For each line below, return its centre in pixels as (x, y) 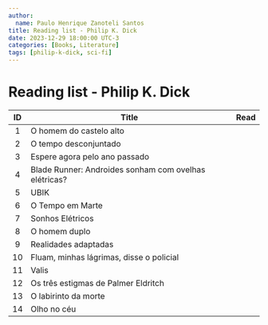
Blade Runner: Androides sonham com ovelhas (118, 170)
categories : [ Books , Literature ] (64, 45)
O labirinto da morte (68, 296)
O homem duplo (61, 231)
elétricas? (49, 179)
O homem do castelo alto (78, 131)
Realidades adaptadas (72, 244)
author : (21, 16)
